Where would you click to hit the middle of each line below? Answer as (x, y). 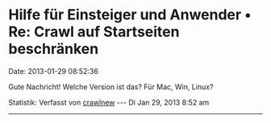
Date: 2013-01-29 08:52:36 (54, 71)
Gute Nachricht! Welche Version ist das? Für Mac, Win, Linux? (111, 87)
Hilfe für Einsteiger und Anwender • (130, 15)
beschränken (54, 49)
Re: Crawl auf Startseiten (94, 32)
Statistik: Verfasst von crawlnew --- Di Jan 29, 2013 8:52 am (109, 102)
